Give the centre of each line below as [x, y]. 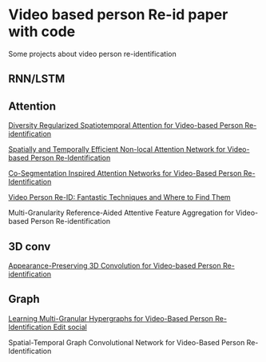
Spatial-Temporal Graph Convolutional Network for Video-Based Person [127, 342]
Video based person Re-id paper [118, 15]
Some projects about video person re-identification [93, 54]
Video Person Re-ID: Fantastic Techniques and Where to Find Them [119, 197]
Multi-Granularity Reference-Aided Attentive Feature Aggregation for [121, 213]
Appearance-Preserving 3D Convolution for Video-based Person [115, 265]
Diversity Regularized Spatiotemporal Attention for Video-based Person [126, 125]
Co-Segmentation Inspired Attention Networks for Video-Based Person [125, 173]
